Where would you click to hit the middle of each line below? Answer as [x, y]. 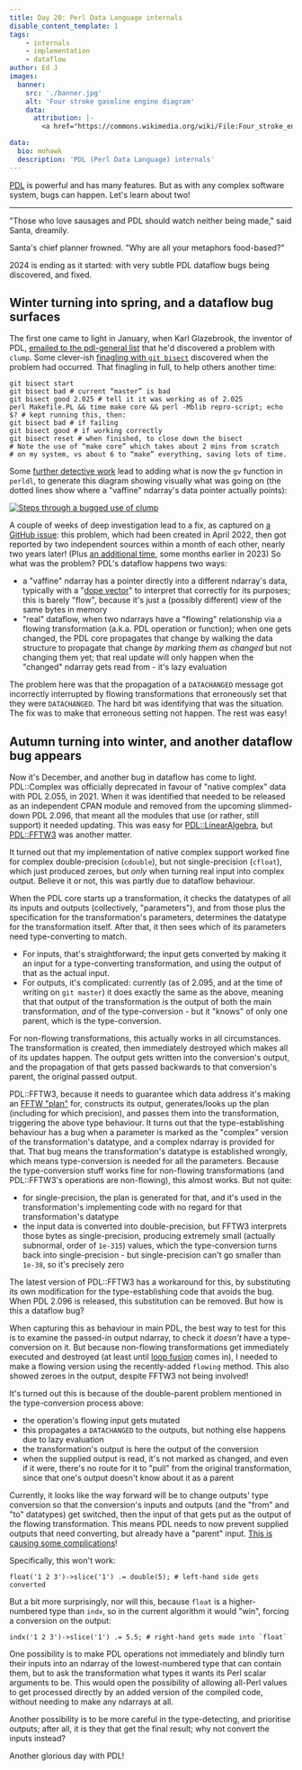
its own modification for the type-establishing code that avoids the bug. [142, 1292]
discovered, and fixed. [51, 275]
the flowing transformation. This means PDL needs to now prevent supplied [149, 1524]
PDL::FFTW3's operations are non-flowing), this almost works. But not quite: [151, 1180]
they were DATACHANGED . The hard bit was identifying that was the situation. [147, 704]
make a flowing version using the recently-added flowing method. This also [149, 1367]
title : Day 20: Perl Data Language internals [96, 18]
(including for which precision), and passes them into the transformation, [144, 1114]
